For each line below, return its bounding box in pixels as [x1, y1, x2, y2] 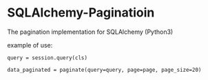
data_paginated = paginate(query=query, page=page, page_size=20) [7, 66, 202, 73]
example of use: [7, 41, 53, 49]
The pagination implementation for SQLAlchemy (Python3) [7, 28, 174, 36]
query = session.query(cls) [7, 54, 88, 61]
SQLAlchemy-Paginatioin [7, 5, 155, 21]
